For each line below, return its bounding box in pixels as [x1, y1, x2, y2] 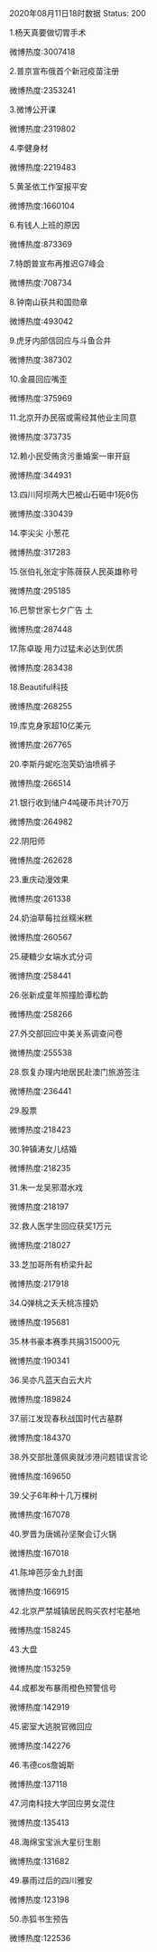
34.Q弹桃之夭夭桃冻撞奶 [9, 1298, 99, 1308]
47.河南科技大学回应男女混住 [9, 1798, 115, 1809]
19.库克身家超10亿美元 [9, 720, 92, 731]
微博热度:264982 [9, 816, 74, 827]
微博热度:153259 [9, 1663, 71, 1674]
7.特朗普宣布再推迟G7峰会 [9, 258, 106, 269]
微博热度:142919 [9, 1702, 70, 1712]
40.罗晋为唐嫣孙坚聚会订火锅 [9, 1529, 117, 1539]
